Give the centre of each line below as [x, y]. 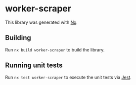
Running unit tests [34, 65]
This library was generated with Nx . [41, 22]
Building [18, 38]
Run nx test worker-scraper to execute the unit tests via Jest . [68, 77]
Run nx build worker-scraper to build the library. [55, 49]
